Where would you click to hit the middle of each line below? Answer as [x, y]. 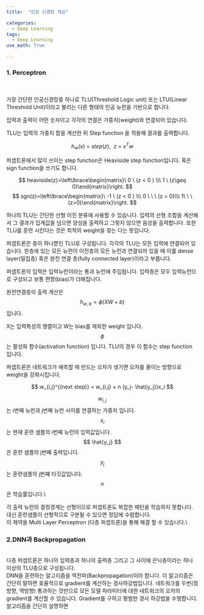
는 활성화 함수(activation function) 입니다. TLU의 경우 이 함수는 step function [100, 346]
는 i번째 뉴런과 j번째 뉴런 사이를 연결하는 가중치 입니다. [71, 410]
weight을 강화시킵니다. [33, 374]
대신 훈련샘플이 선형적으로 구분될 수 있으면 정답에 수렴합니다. [79, 515]
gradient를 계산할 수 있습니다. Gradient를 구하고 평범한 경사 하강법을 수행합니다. [102, 599]
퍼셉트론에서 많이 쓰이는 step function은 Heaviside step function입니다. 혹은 [99, 160]
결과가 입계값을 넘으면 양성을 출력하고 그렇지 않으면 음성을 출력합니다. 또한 [108, 222]
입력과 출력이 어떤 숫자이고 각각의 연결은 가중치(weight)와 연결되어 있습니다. [97, 120]
